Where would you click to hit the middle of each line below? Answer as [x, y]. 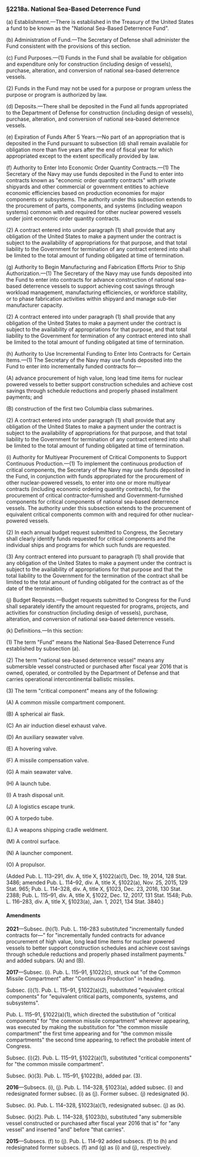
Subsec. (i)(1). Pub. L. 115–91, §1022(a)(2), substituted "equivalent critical [95, 990]
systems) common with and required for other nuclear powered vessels [94, 212]
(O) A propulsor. [26, 865]
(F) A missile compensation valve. [48, 761]
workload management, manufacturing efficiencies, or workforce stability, [97, 292]
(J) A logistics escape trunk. [41, 807]
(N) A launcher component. [40, 853]
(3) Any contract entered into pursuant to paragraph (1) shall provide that [95, 557]
